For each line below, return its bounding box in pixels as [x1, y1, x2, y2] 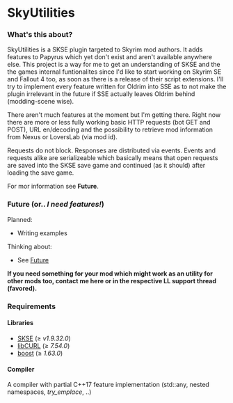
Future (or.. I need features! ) [7, 200, 104, 210]
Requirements [7, 301, 56, 311]
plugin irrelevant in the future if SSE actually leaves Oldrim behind [7, 90, 195, 98]
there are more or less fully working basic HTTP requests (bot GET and [7, 118, 211, 127]
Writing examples [17, 228, 67, 237]
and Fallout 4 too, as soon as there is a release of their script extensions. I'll [7, 75, 224, 84]
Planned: [7, 215, 33, 223]
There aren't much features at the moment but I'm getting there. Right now [7, 111, 221, 119]
